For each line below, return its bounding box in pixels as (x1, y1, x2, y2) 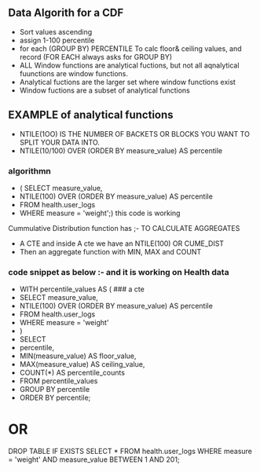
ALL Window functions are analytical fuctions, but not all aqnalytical (19, 60, 240, 70)
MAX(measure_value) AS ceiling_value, (19, 360, 145, 369)
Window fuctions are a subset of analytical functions (19, 86, 190, 95)
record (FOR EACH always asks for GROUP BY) (19, 52, 173, 61)
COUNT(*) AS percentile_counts (19, 368, 126, 378)
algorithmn (8, 165, 51, 176)
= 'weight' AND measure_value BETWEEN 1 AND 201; (8, 455, 180, 464)
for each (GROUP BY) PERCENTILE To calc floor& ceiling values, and (19, 43, 242, 53)
